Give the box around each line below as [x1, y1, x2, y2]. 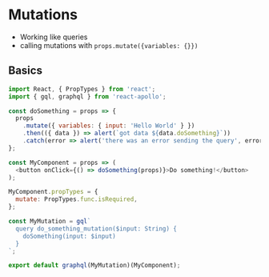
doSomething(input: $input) [22, 232, 116, 240]
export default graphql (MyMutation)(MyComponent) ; [8, 262, 181, 270]
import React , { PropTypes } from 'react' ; [8, 85, 156, 93]
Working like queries [19, 32, 88, 42]
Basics [8, 64, 42, 78]
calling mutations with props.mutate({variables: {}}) [19, 40, 199, 50]
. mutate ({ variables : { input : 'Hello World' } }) [22, 122, 195, 130]
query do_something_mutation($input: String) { [15, 224, 178, 233]
